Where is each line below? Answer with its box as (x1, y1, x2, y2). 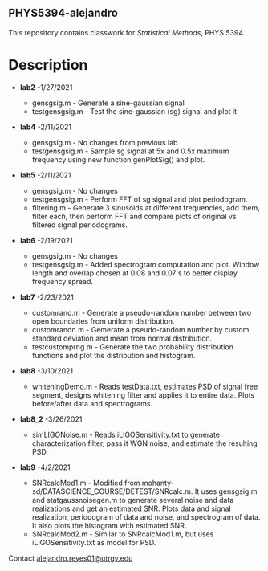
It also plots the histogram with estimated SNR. (31, 520, 187, 530)
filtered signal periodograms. (31, 220, 128, 230)
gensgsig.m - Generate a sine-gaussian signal (31, 98, 185, 108)
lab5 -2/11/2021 (19, 170, 71, 180)
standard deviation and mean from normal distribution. (31, 333, 213, 343)
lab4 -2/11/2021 (19, 122, 72, 132)
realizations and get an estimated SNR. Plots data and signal (31, 504, 231, 513)
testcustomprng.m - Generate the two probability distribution (31, 341, 234, 352)
